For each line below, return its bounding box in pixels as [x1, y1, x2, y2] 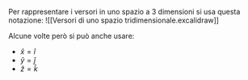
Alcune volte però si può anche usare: [8, 32, 135, 40]
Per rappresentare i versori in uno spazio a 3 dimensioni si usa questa [8, 7, 241, 16]
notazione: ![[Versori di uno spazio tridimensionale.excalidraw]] [8, 15, 220, 25]
